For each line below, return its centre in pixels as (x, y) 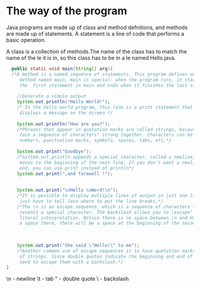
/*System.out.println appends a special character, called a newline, (106, 157)
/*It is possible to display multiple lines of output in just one (102, 196)
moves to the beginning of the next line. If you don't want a (99, 162)
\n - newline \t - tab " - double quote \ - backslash (68, 279)
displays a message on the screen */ (66, 113)
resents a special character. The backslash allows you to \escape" (106, 212)
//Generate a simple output (51, 96)
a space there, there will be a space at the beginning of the (99, 223)
